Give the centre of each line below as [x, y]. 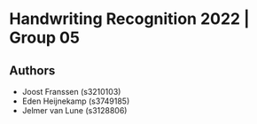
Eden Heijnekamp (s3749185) [76, 101]
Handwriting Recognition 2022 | [129, 19]
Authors [32, 70]
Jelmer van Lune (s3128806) [74, 110]
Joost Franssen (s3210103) [71, 92]
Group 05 [44, 38]
